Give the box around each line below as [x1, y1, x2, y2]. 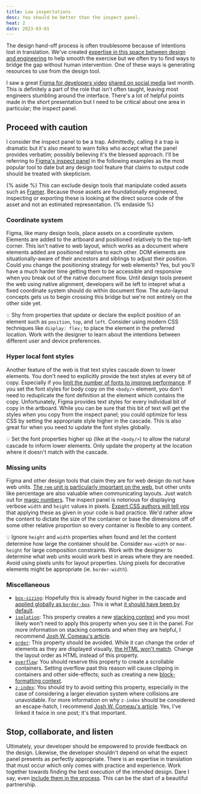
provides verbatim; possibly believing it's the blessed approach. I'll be [6, 151, 179, 158]
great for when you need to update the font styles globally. [6, 423, 151, 430]
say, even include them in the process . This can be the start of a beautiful [6, 775, 188, 782]
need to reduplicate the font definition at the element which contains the [6, 391, 185, 399]
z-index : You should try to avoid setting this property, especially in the [14, 683, 188, 691]
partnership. [6, 781, 37, 788]
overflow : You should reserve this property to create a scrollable [14, 658, 174, 665]
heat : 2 [6, 20, 26, 26]
